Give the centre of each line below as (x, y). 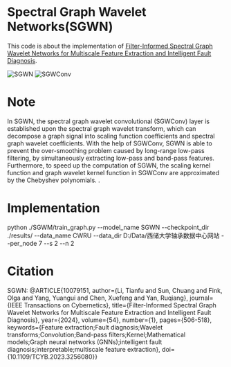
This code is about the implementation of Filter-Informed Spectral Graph (110, 46)
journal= (202, 298)
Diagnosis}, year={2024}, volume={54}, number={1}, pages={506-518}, (110, 320)
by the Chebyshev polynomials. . (54, 180)
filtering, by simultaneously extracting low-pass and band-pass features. (111, 158)
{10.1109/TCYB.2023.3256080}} (53, 357)
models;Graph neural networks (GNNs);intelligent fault (85, 342)
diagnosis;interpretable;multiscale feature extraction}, (84, 349)
